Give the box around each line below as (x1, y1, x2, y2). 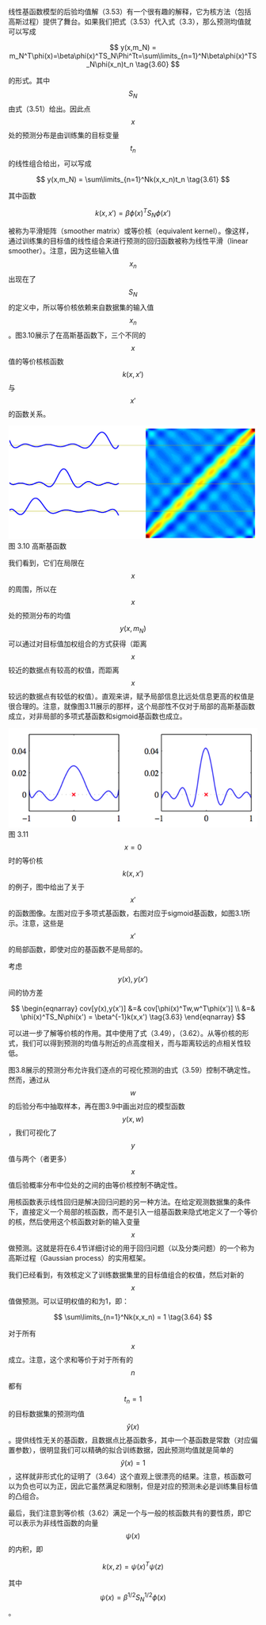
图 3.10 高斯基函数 (8, 541, 67, 551)
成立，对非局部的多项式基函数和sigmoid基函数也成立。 (8, 711, 187, 721)
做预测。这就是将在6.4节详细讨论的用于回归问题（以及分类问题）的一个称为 (8, 1243, 255, 1253)
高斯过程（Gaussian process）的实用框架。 (8, 1253, 150, 1262)
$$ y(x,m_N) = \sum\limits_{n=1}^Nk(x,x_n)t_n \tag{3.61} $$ (36, 174, 230, 184)
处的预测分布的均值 (8, 610, 71, 621)
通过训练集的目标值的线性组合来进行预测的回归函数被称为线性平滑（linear (8, 237, 249, 246)
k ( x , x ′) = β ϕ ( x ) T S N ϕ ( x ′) (94, 206, 172, 220)
